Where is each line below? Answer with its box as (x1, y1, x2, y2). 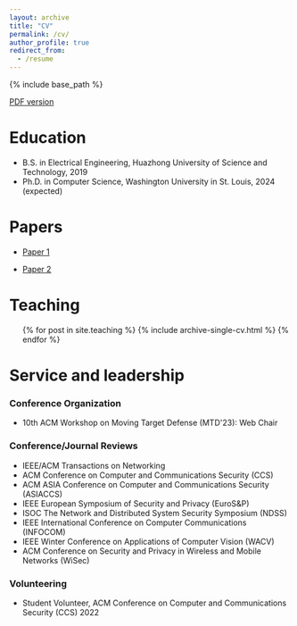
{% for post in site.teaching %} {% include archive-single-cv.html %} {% (21, 324, 290, 335)
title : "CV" (9, 21, 54, 30)
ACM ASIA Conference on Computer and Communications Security (21, 479, 269, 489)
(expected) (21, 185, 63, 196)
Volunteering (9, 577, 68, 589)
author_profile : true (9, 38, 90, 47)
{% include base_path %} (9, 79, 103, 89)
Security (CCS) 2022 (21, 606, 100, 617)
